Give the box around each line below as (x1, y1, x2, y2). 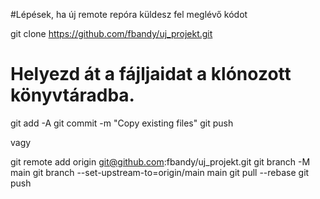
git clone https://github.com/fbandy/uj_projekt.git (10, 28, 213, 39)
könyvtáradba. (10, 84, 135, 107)
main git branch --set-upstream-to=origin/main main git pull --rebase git (10, 166, 310, 178)
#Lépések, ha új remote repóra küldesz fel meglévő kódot (10, 9, 248, 20)
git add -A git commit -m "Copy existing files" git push (10, 117, 234, 129)
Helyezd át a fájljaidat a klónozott (10, 63, 292, 86)
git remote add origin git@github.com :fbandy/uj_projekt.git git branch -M (10, 155, 311, 168)
